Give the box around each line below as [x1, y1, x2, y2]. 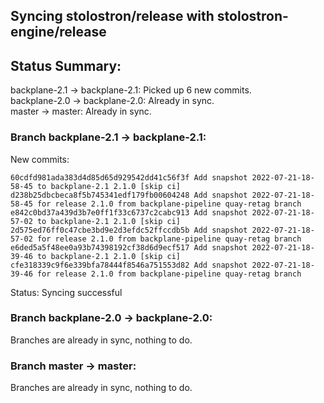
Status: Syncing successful [10, 286, 123, 298]
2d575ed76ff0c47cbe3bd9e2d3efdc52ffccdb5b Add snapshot [10, 225, 248, 235]
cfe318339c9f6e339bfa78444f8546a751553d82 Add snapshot [10, 260, 248, 270]
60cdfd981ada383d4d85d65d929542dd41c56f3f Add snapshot [10, 172, 248, 183]
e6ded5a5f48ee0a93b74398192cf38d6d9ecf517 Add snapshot [10, 242, 248, 253]
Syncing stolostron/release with [10, 8, 215, 25]
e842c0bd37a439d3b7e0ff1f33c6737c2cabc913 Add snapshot [10, 207, 248, 218]
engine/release [10, 24, 107, 41]
